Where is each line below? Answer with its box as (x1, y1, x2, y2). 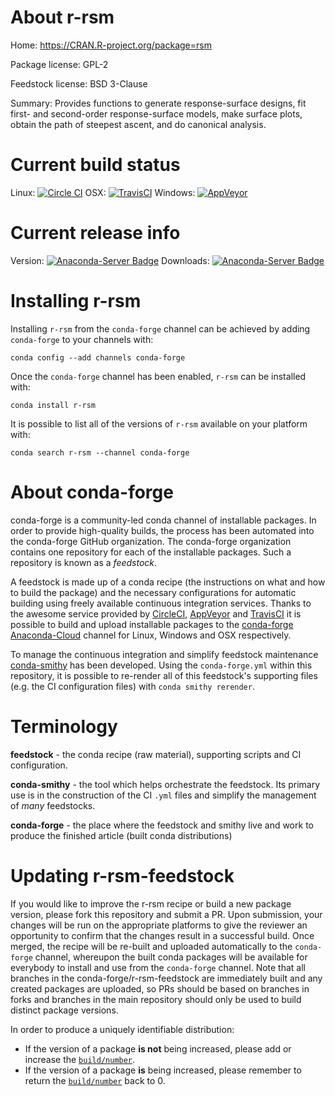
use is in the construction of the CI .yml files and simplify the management (10, 789, 317, 801)
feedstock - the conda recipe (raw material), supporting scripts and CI (10, 748, 302, 760)
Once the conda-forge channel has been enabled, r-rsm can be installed (10, 370, 307, 382)
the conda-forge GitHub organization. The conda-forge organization (10, 535, 292, 547)
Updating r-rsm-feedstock (10, 864, 235, 887)
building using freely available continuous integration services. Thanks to (10, 597, 312, 609)
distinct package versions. (10, 1004, 119, 1016)
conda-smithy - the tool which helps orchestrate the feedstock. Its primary (10, 778, 321, 790)
